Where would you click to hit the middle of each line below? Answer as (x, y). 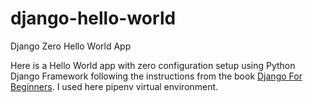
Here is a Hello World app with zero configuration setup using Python (153, 65)
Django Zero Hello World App (71, 46)
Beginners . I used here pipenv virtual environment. (114, 86)
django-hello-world (93, 18)
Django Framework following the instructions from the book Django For (156, 76)
